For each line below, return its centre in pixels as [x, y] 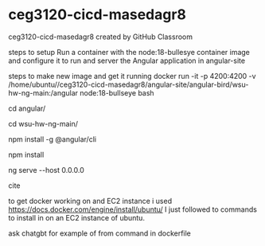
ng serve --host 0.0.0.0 [47, 170]
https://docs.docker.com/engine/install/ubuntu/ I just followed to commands [132, 209]
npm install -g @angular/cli [53, 139]
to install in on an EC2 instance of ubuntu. [77, 217]
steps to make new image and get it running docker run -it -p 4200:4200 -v [132, 76]
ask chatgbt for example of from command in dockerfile [99, 233]
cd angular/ [27, 108]
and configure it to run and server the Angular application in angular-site [127, 61]
